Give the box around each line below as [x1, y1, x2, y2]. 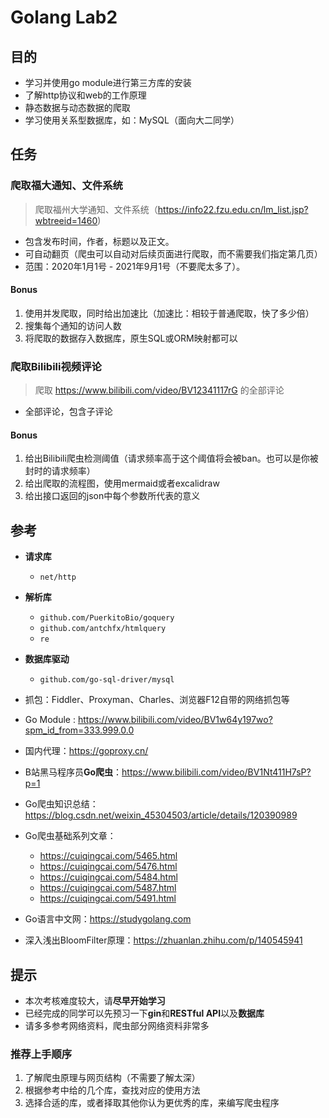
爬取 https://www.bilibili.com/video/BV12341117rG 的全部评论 [34, 384, 285, 396]
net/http [39, 572, 77, 583]
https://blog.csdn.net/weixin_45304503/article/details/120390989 [24, 809, 298, 821]
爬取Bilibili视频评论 [10, 359, 102, 373]
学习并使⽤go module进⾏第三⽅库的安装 [24, 77, 192, 88]
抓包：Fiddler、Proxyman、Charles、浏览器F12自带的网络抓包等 [24, 694, 290, 706]
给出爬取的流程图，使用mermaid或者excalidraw [24, 477, 220, 490]
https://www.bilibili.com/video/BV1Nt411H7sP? [121, 766, 312, 778]
